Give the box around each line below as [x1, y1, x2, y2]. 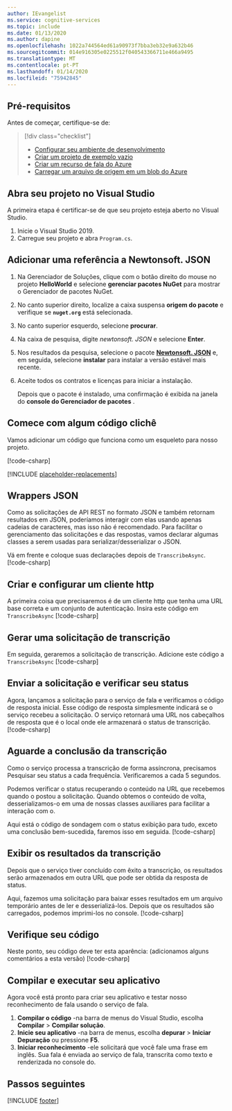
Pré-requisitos [7, 100, 71, 112]
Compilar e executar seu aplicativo [7, 975, 161, 986]
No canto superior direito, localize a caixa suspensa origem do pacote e [17, 301, 224, 309]
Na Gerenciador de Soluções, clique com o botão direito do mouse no [17, 272, 217, 281]
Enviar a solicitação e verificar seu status [7, 677, 189, 689]
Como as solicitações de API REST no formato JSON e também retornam [7, 508, 215, 517]
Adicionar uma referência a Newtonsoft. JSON [7, 254, 211, 266]
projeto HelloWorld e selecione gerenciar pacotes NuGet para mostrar [17, 280, 220, 288]
